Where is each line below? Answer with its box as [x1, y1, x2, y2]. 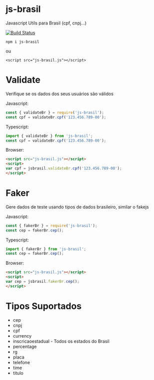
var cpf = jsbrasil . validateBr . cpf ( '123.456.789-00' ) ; [5, 166, 122, 171]
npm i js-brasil [5, 39, 39, 44]
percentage [12, 343, 37, 350]
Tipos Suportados [5, 301, 82, 312]
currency [12, 333, 32, 339]
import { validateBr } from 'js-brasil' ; [5, 133, 93, 138]
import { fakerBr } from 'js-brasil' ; [5, 246, 86, 251]
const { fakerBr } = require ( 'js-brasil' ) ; [5, 223, 98, 228]
